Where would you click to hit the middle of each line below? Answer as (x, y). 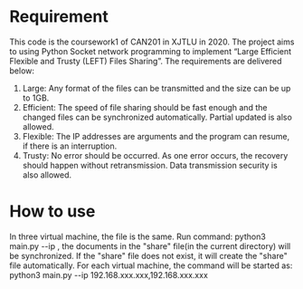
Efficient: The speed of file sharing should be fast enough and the (145, 107)
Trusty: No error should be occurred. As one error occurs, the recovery (155, 155)
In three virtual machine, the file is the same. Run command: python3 (138, 236)
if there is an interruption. (70, 146)
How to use (52, 212)
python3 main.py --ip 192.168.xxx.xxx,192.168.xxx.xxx (109, 275)
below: (22, 71)
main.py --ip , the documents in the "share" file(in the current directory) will (150, 246)
